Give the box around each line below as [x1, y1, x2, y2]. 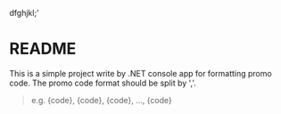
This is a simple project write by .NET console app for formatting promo [9, 68, 272, 78]
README [9, 39, 77, 59]
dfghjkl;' [9, 8, 40, 18]
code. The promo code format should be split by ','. [9, 77, 196, 88]
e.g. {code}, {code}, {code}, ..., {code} [30, 94, 172, 105]
